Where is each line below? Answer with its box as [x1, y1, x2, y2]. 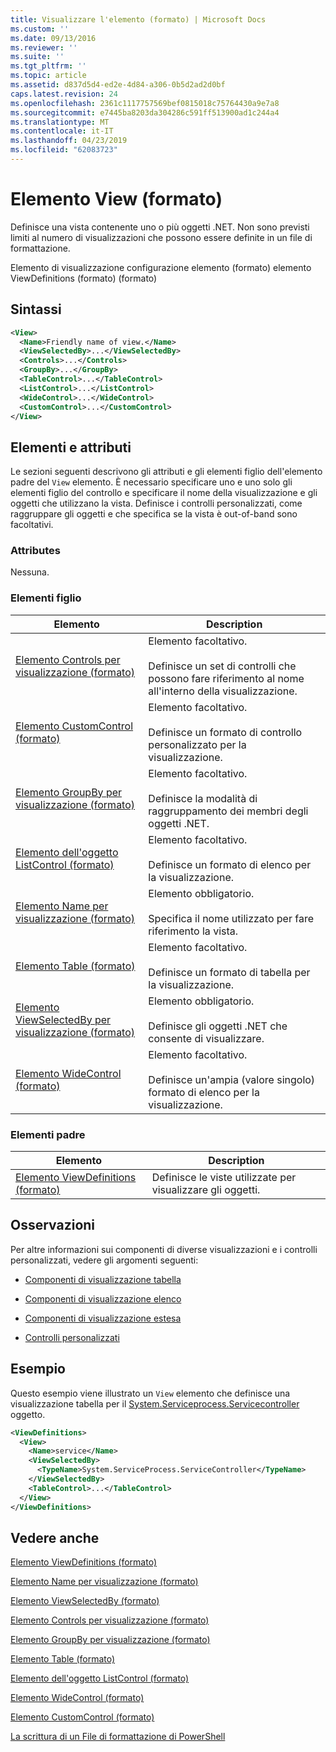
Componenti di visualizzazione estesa [24, 1312, 182, 1324]
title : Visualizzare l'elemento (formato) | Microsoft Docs [10, 14, 267, 25]
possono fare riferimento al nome [148, 671, 305, 685]
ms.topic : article [10, 71, 87, 81]
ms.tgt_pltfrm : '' [10, 61, 87, 71]
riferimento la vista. [148, 924, 239, 938]
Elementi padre [10, 1127, 86, 1141]
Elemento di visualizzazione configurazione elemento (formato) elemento [10, 261, 312, 273]
